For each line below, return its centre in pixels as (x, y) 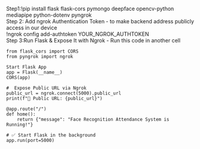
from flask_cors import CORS (42, 51)
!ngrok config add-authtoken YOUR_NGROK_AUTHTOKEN (78, 34)
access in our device (32, 28)
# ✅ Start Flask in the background (51, 135)
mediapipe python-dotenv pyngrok (49, 15)
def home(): (21, 114)
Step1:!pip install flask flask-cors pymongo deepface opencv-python (90, 9)
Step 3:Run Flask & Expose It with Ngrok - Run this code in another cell (93, 40)
